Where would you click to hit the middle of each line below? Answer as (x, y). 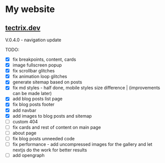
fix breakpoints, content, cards (44, 59)
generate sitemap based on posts (47, 82)
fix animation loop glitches (40, 76)
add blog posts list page (37, 99)
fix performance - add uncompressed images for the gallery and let (82, 144)
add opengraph (28, 155)
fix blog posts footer (33, 105)
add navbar (24, 110)
